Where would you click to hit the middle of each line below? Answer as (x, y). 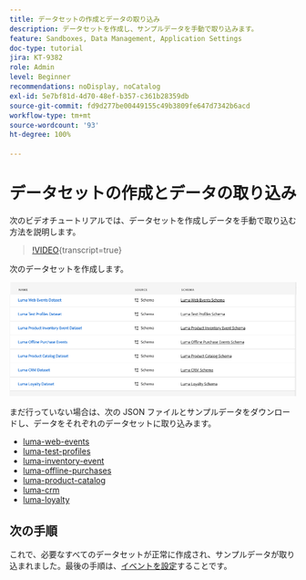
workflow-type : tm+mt (51, 115)
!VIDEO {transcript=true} (77, 250)
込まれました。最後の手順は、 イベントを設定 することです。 (121, 566)
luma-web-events (56, 441)
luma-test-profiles (56, 451)
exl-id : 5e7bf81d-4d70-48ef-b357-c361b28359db (99, 96)
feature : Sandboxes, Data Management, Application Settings (126, 38)
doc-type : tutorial (46, 48)
